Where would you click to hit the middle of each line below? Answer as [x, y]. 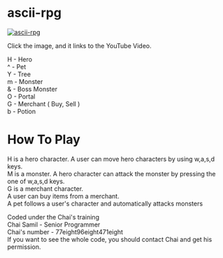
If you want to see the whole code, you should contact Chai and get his [110, 239]
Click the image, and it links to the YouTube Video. [79, 45]
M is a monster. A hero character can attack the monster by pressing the [111, 173]
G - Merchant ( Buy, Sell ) [44, 103]
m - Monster [25, 81]
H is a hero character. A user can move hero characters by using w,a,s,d [111, 159]
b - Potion [22, 111]
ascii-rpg [34, 13]
